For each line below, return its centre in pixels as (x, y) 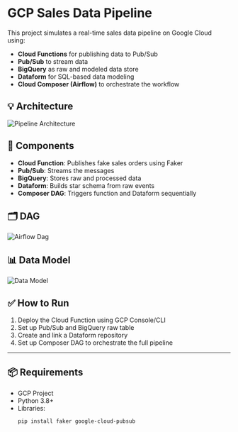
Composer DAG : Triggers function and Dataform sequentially (107, 193)
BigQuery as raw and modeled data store (78, 69)
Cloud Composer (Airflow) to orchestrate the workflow (98, 84)
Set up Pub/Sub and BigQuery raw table (76, 327)
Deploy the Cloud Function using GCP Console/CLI (92, 320)
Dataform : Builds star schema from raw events (86, 185)
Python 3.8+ (36, 400)
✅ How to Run (38, 303)
